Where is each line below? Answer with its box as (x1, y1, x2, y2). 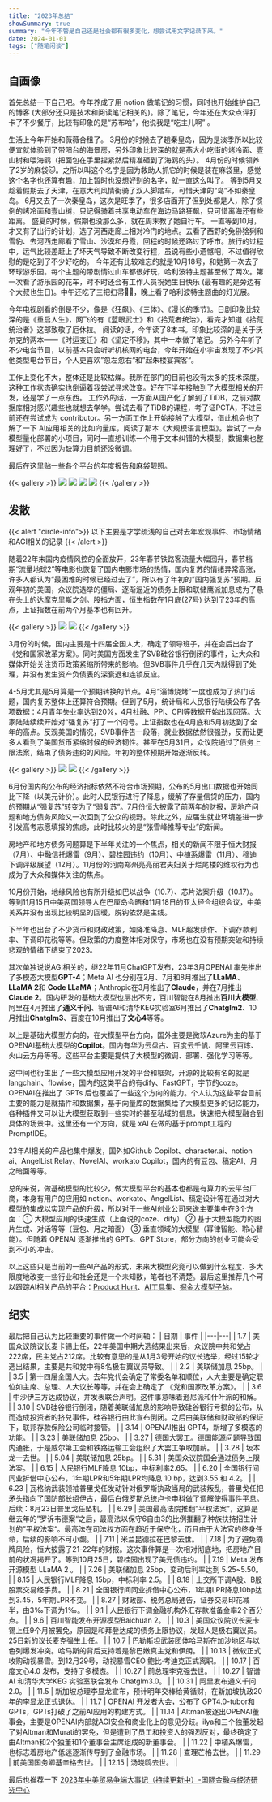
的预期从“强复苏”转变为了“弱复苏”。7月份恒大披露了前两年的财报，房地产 (8, 802, 253, 811)
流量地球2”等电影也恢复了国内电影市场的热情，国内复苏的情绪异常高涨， (19, 564, 261, 573)
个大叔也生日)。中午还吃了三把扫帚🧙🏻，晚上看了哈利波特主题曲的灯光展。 (8, 287, 255, 296)
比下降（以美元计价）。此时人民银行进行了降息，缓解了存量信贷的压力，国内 (8, 791, 261, 801)
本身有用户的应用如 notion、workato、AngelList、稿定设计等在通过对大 (22, 1193, 261, 1203)
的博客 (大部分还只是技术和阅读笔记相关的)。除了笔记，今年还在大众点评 (8, 107, 250, 117)
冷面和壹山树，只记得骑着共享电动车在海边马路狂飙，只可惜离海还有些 (29, 205, 264, 215)
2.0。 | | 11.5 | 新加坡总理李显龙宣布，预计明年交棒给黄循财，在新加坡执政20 (8, 1686, 263, 1696)
